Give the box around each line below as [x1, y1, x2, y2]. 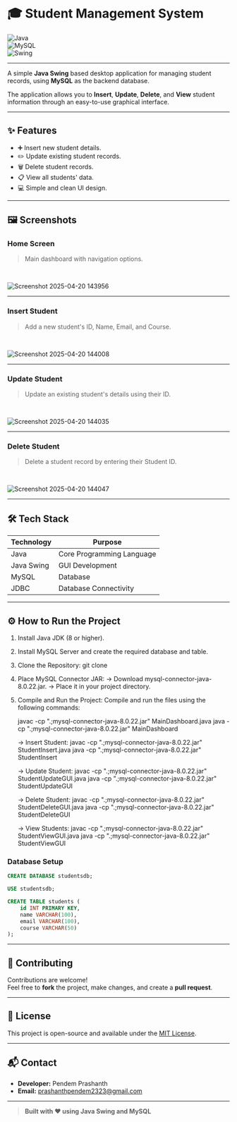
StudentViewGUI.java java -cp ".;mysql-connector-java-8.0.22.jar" [17, 831, 210, 840]
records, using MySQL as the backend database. [7, 76, 150, 85]
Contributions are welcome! [7, 976, 88, 984]
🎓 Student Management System [7, 6, 204, 22]
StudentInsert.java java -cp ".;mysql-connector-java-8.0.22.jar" [17, 745, 202, 754]
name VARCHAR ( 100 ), [20, 911, 78, 918]
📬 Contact [7, 1057, 57, 1069]
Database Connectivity [59, 583, 135, 593]
